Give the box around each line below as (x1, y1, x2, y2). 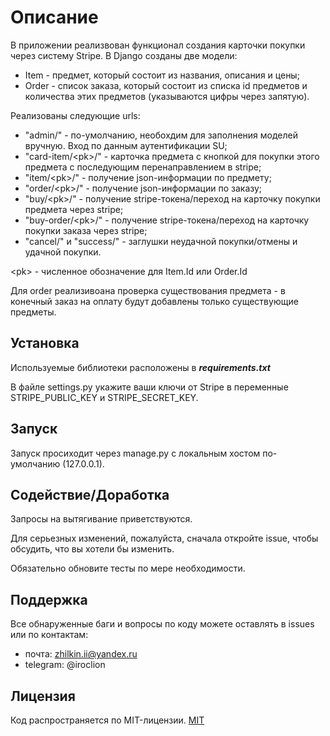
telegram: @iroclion (24, 659, 106, 671)
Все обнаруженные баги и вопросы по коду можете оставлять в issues (10, 618, 315, 630)
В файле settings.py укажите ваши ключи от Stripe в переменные (10, 381, 289, 393)
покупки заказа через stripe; (24, 224, 148, 236)
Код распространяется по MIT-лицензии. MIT (10, 714, 205, 726)
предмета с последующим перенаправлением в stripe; (24, 161, 262, 173)
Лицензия (10, 687, 76, 705)
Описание (10, 6, 99, 29)
